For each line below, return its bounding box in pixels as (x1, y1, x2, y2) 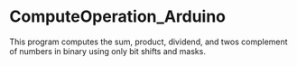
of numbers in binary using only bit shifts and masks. (9, 45, 206, 56)
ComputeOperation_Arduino (9, 6, 227, 27)
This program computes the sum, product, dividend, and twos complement (9, 36, 288, 47)
